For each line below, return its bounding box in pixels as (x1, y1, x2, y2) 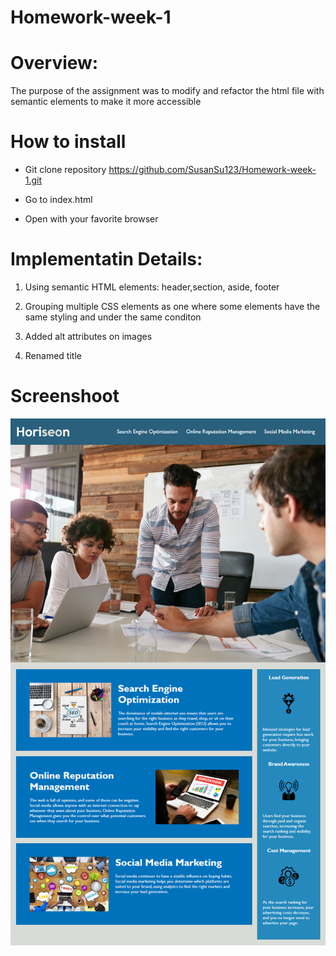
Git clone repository (24, 164, 107, 176)
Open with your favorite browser (24, 213, 159, 225)
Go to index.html (24, 194, 93, 206)
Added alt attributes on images (24, 331, 153, 342)
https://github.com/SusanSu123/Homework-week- (108, 164, 317, 176)
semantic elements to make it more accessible (10, 96, 202, 108)
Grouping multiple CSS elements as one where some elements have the (24, 301, 321, 312)
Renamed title (24, 350, 82, 361)
